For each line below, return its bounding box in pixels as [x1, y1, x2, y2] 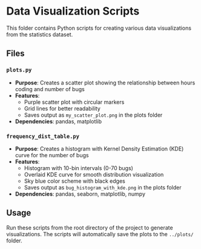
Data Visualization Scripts [6, 4, 140, 18]
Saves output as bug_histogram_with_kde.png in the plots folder [24, 183, 182, 191]
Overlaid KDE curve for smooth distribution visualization [24, 171, 164, 178]
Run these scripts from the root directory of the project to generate [6, 223, 174, 231]
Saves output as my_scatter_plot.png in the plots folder [24, 111, 163, 118]
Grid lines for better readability [24, 104, 101, 112]
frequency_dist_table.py [6, 132, 80, 140]
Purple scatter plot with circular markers [24, 98, 125, 106]
